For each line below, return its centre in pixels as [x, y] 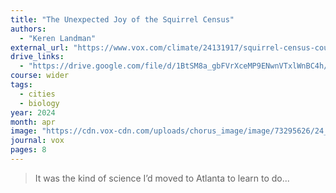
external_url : [40, 47]
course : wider [40, 76]
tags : [21, 85]
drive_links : [37, 57]
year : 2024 [33, 112]
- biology [39, 103]
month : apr [33, 122]
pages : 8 [28, 150]
